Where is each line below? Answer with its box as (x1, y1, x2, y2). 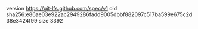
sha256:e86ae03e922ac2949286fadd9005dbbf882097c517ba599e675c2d (6, 11, 193, 18)
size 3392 (38, 17, 63, 24)
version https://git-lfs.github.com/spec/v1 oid (6, 5, 117, 12)
